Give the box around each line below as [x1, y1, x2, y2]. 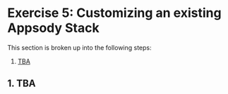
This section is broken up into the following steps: [7, 43, 152, 52]
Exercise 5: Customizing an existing [7, 5, 222, 21]
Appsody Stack [7, 20, 100, 36]
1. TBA [7, 78, 36, 90]
